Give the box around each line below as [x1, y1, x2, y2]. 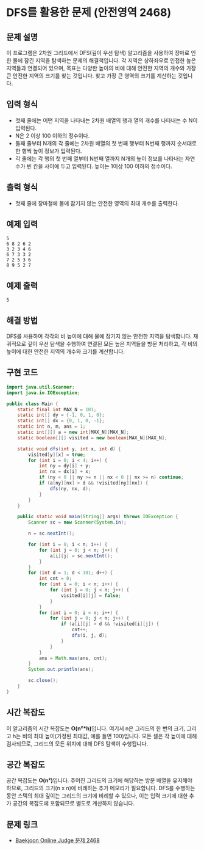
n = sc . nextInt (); [28, 530, 75, 537]
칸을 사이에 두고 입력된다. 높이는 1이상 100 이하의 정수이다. [33, 163, 172, 170]
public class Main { [6, 401, 59, 407]
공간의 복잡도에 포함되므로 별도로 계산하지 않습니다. [12, 800, 135, 807]
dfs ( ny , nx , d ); [49, 485, 91, 492]
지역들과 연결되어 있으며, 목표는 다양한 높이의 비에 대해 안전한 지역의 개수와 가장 [6, 65, 197, 71]
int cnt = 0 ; [38, 576, 72, 582]
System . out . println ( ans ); [28, 667, 94, 673]
